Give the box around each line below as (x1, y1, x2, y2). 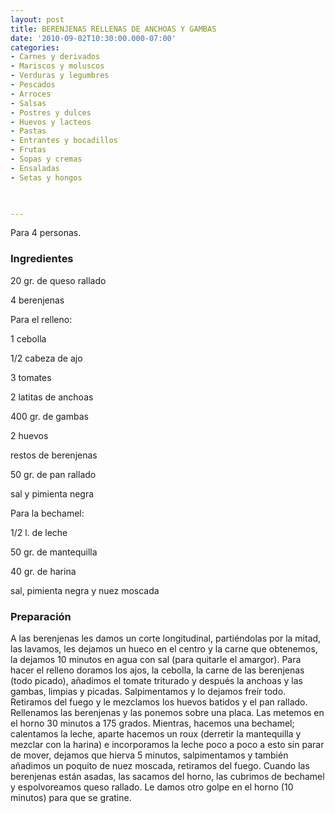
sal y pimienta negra (10, 487, 95, 500)
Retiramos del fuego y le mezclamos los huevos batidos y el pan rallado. (10, 696, 308, 708)
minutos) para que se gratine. (10, 791, 132, 803)
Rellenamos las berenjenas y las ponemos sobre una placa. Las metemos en (10, 706, 325, 718)
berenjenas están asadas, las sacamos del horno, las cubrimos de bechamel (10, 770, 325, 782)
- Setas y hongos (10, 172, 83, 183)
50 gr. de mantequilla (10, 546, 98, 558)
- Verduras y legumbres (10, 71, 110, 81)
